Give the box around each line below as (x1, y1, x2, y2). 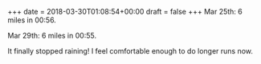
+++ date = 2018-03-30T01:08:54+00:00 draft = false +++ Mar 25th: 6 (7, 7, 243, 16)
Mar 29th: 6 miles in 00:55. (7, 31, 97, 40)
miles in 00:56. (7, 15, 57, 25)
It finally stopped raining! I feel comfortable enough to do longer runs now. (7, 46, 254, 55)
